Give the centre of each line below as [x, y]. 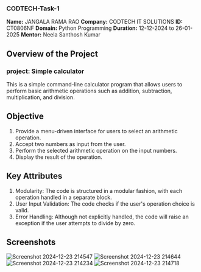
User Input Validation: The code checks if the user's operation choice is [105, 204]
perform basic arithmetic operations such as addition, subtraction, [89, 91]
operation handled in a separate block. [63, 197]
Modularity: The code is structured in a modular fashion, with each [99, 190]
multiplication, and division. [41, 97]
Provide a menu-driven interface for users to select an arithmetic [96, 131]
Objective [25, 117]
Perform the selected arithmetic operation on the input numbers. [96, 150]
